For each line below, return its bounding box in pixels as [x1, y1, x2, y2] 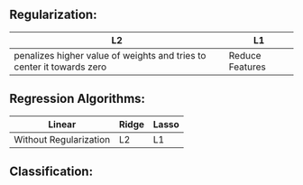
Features [228, 60, 266, 73]
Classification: [9, 164, 93, 180]
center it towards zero [14, 60, 107, 73]
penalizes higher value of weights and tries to [14, 49, 207, 61]
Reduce [228, 49, 262, 61]
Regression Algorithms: [9, 91, 146, 106]
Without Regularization [14, 133, 111, 145]
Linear [48, 117, 77, 130]
